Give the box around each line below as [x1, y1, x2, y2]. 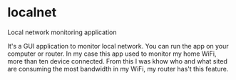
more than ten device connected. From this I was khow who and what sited [7, 56, 228, 65]
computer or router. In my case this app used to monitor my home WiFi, [7, 49, 217, 58]
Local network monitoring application [7, 28, 117, 36]
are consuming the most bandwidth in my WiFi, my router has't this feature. [7, 64, 229, 73]
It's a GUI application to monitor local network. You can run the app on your [7, 41, 230, 50]
